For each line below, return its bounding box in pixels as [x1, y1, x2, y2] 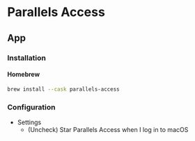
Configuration [7, 102, 56, 112]
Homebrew [7, 70, 40, 79]
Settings [17, 118, 42, 126]
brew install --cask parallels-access [7, 85, 120, 93]
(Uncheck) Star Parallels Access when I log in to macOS [27, 125, 189, 133]
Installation [7, 53, 47, 63]
